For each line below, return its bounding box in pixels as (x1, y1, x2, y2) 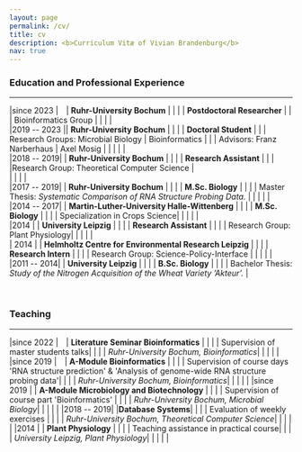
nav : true (9, 47, 47, 56)
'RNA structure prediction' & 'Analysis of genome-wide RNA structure (9, 366, 267, 376)
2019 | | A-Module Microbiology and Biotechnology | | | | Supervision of (9, 384, 280, 395)
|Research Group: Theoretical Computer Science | (9, 163, 195, 174)
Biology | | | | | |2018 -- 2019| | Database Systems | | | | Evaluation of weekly (9, 403, 287, 414)
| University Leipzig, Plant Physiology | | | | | (9, 432, 169, 443)
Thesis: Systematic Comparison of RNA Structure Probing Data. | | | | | (9, 191, 271, 203)
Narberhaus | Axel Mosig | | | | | (9, 143, 126, 154)
